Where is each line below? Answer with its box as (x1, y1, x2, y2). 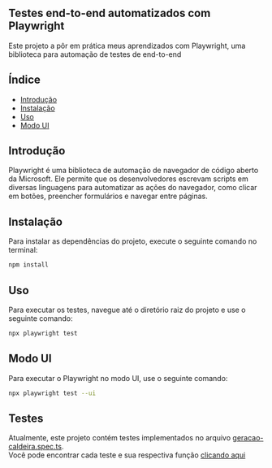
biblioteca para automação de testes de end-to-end (8, 49, 182, 59)
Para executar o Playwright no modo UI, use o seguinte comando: (8, 373, 228, 383)
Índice (8, 73, 41, 87)
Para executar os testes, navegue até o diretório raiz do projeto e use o (8, 305, 246, 314)
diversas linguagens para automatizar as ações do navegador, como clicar (8, 183, 257, 193)
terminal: (8, 245, 38, 255)
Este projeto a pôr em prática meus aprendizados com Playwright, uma (8, 41, 246, 50)
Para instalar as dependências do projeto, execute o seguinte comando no (8, 236, 257, 246)
